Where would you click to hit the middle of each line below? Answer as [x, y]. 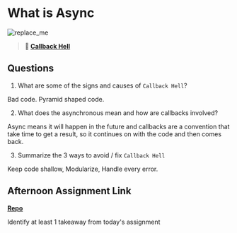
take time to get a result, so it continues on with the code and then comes [114, 134]
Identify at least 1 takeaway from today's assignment [84, 222]
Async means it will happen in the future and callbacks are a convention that [118, 126]
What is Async [51, 13]
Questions [31, 68]
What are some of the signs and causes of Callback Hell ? [102, 85]
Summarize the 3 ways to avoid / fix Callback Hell [91, 155]
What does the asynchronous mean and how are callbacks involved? [117, 113]
